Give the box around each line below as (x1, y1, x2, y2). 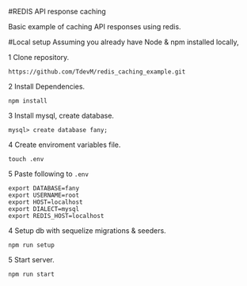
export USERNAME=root (8, 191, 80, 199)
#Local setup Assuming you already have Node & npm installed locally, (8, 37, 239, 47)
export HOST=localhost (8, 198, 83, 206)
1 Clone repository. (8, 53, 70, 62)
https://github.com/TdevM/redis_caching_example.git (8, 68, 186, 76)
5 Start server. (8, 255, 55, 264)
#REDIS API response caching (8, 7, 107, 16)
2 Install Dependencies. (8, 82, 85, 91)
